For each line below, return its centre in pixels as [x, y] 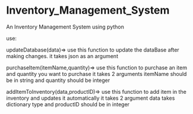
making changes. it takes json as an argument [62, 56]
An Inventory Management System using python [65, 27]
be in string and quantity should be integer [58, 80]
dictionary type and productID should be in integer [68, 104]
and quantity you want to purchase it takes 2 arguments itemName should [96, 74]
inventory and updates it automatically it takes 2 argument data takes [91, 98]
